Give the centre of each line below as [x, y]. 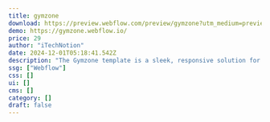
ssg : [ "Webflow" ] [37, 68]
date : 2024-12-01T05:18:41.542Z [62, 53]
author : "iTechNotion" [46, 46]
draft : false [30, 105]
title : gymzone [34, 16]
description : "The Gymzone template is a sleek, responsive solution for [135, 61]
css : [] [21, 75]
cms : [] [21, 90]
